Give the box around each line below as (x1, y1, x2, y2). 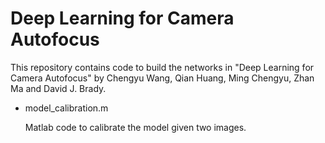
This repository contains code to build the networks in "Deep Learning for (10, 61, 315, 73)
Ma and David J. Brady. (10, 82, 107, 94)
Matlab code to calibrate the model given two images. (24, 121, 247, 133)
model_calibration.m (24, 102, 109, 114)
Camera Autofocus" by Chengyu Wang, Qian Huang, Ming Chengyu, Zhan (10, 72, 315, 84)
